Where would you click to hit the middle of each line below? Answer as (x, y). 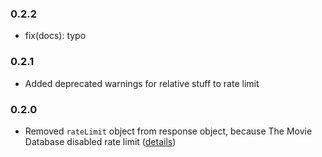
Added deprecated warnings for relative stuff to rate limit (142, 83)
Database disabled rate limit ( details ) (100, 141)
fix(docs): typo (55, 36)
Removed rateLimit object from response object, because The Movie (168, 131)
